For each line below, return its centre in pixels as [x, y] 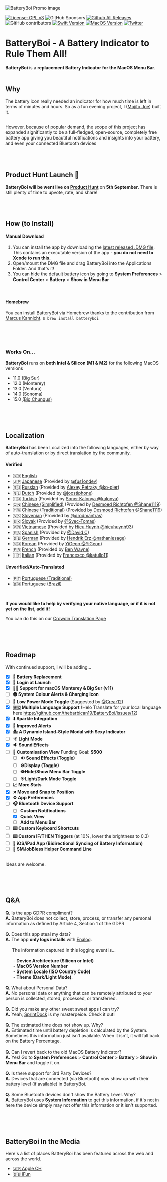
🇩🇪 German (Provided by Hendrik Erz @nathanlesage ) [69, 538]
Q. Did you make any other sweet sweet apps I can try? [62, 1009]
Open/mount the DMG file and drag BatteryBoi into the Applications [82, 263]
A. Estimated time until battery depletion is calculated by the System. [76, 1030]
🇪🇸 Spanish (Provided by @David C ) [51, 532]
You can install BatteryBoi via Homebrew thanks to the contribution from [80, 313]
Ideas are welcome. [26, 864]
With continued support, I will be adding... [48, 667]
